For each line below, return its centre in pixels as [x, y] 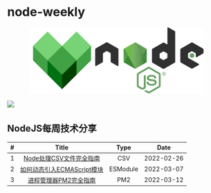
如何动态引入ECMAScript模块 [62, 169]
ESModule [123, 169]
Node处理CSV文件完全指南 [62, 159]
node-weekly [46, 12]
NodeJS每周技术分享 [52, 129]
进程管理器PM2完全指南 [62, 180]
